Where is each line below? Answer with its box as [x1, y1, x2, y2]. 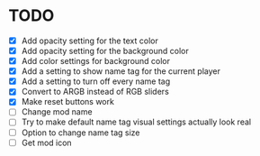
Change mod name [21, 106, 93, 117]
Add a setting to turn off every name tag [21, 76, 171, 87]
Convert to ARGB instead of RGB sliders [21, 87, 170, 97]
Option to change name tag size [21, 127, 140, 138]
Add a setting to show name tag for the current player [21, 66, 221, 77]
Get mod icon [21, 137, 73, 148]
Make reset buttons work [21, 96, 114, 107]
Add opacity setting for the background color [21, 46, 190, 56]
